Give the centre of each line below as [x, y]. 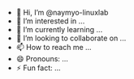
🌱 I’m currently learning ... [59, 29]
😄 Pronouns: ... [42, 59]
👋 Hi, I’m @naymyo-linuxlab [62, 12]
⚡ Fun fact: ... [38, 68]
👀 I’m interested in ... [50, 21]
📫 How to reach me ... [54, 47]
